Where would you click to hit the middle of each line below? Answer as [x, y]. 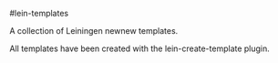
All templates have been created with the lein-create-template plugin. [140, 48]
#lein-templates [39, 13]
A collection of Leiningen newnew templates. [94, 31]
